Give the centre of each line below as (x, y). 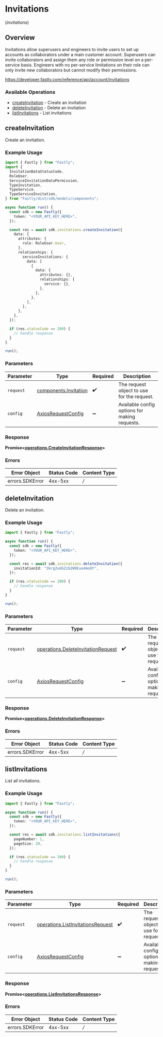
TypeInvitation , (26, 185)
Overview (20, 38)
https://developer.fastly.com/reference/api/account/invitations (67, 79)
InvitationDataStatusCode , (37, 171)
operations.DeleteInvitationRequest (77, 649)
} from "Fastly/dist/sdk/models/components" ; (52, 199)
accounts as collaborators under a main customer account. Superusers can (80, 54)
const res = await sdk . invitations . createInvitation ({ (66, 230)
